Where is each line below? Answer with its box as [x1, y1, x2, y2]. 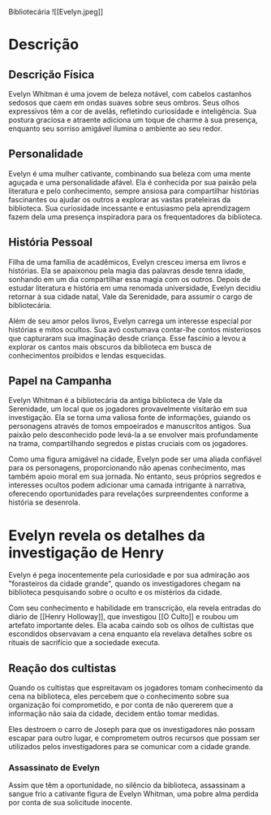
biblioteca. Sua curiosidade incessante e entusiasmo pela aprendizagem [8, 203, 251, 213]
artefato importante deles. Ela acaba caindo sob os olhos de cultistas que [8, 621, 254, 631]
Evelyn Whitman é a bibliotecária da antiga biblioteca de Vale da [8, 396, 223, 405]
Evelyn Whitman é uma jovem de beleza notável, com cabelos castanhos [8, 89, 252, 98]
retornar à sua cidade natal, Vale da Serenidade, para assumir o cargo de [8, 292, 253, 301]
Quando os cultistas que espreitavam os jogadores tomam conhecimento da [8, 683, 264, 693]
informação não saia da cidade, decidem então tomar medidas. [8, 709, 220, 718]
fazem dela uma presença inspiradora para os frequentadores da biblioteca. [8, 211, 263, 222]
